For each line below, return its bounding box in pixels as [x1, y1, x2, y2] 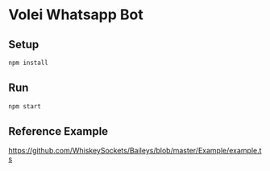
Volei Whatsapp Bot [8, 6, 143, 24]
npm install [8, 59, 48, 67]
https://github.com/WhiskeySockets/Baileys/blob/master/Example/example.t [8, 146, 262, 156]
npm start [8, 102, 42, 110]
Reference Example [8, 124, 109, 138]
